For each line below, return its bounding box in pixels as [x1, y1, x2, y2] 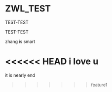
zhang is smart [5, 38, 36, 45]
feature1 [91, 82, 108, 88]
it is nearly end [5, 72, 36, 78]
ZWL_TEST [5, 3, 51, 14]
